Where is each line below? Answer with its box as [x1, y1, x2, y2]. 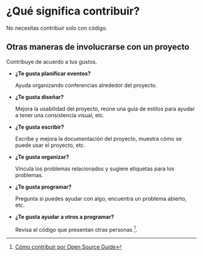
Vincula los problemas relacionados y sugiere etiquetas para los [14, 165, 175, 172]
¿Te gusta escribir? [14, 123, 65, 130]
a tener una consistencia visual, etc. [14, 111, 105, 119]
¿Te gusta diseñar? [14, 93, 64, 101]
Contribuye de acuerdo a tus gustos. [6, 58, 98, 65]
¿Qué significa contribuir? [6, 4, 140, 18]
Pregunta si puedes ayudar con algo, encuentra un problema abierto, [14, 195, 187, 202]
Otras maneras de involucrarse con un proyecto [6, 42, 190, 52]
